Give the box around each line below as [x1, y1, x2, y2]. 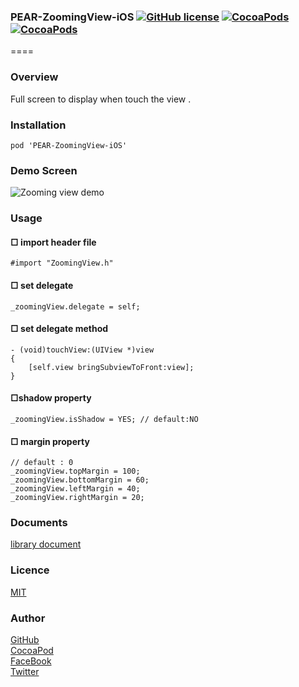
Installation [10, 118, 67, 132]
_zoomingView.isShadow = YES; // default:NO [10, 414, 199, 424]
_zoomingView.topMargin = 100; [10, 466, 141, 477]
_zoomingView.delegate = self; [10, 301, 141, 312]
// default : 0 [10, 458, 74, 468]
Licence [10, 563, 50, 577]
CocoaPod [10, 645, 54, 657]
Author [10, 611, 46, 625]
